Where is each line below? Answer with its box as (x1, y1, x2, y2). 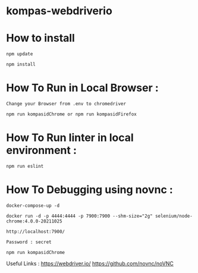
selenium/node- (155, 213, 193, 219)
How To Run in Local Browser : (6, 81, 159, 95)
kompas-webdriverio (6, 4, 113, 18)
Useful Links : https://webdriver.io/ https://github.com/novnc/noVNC (6, 260, 174, 267)
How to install (6, 32, 76, 45)
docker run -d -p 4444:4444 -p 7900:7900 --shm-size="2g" (6, 213, 153, 219)
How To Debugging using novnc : (6, 183, 174, 197)
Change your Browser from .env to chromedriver (6, 101, 127, 107)
